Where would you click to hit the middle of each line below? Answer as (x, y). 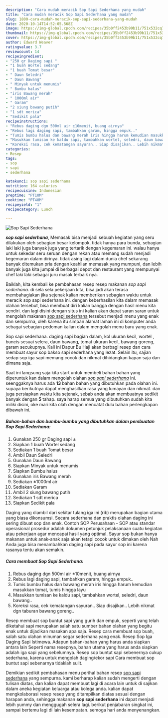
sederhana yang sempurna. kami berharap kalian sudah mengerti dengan (81, 678)
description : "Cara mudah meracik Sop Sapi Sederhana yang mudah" (76, 10)
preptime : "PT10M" (25, 195)
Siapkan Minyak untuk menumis (46, 466)
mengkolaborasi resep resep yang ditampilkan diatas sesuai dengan (76, 694)
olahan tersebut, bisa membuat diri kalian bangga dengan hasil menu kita (81, 306)
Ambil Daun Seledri (33, 455)
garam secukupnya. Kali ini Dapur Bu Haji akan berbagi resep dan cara (78, 347)
